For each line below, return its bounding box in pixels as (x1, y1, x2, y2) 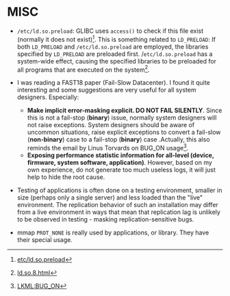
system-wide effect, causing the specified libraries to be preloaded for (16, 57, 217, 65)
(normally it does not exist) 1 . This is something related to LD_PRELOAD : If (16, 33, 216, 43)
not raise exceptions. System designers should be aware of (27, 121, 195, 129)
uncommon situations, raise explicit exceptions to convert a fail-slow (27, 128, 221, 137)
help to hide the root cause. (27, 172, 105, 181)
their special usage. (16, 235, 73, 243)
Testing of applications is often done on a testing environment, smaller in (16, 186, 222, 194)
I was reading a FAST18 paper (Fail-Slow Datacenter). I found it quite (16, 79, 210, 87)
